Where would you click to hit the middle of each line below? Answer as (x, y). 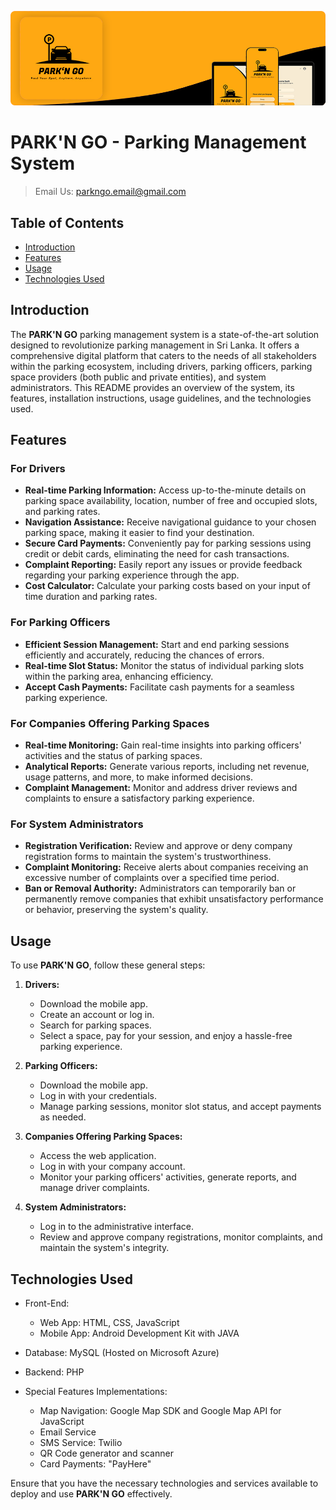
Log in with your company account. (112, 1167)
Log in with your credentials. (98, 1096)
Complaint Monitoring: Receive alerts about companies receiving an (166, 867)
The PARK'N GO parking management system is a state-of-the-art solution (165, 334)
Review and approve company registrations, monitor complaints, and (181, 1237)
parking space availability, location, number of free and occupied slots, (171, 501)
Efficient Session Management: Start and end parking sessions (157, 644)
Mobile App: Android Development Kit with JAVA (139, 1333)
